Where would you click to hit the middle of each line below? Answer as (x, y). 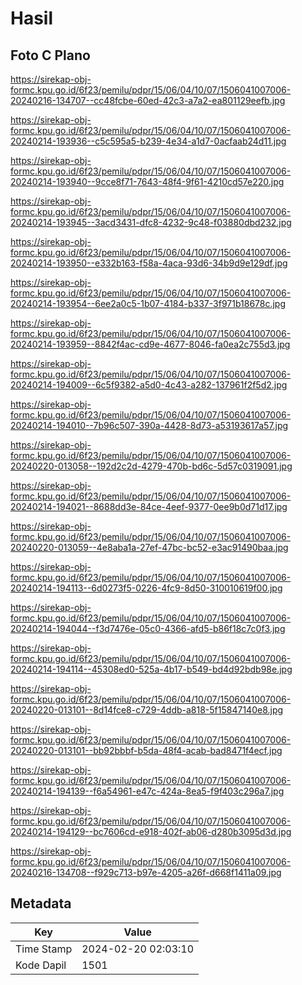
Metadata (41, 903)
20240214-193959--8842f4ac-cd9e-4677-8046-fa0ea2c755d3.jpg (150, 344)
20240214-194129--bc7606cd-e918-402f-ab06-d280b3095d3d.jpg (151, 831)
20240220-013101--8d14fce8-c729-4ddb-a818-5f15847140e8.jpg (147, 710)
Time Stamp (44, 949)
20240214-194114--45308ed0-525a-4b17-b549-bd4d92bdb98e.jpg (151, 669)
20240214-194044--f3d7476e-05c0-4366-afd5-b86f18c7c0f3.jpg (148, 628)
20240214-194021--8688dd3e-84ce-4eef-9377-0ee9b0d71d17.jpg (149, 506)
